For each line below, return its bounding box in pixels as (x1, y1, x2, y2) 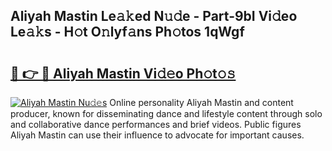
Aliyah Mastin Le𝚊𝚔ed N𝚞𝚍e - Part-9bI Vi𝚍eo (10, 8, 298, 25)
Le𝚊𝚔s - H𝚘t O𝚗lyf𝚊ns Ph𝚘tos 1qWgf (10, 24, 245, 41)
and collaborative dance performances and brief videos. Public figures (10, 119, 302, 130)
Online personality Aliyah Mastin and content (109, 97, 294, 108)
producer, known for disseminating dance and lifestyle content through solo (10, 108, 323, 119)
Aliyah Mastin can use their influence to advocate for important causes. (10, 129, 305, 141)
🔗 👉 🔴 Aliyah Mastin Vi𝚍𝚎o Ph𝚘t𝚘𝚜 (10, 65, 237, 82)
